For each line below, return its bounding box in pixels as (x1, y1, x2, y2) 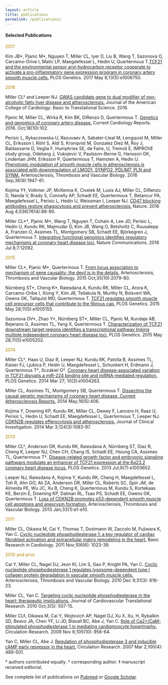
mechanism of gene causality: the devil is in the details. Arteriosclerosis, (5, 269, 154, 276)
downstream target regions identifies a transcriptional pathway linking (5, 326, 149, 332)
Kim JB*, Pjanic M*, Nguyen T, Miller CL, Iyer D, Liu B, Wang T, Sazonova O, (5, 53, 163, 59)
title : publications (5, 12, 49, 17)
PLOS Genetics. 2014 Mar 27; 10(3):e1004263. (5, 377, 101, 384)
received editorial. (5, 664, 43, 670)
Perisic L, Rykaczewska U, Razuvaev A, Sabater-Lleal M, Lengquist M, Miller (5, 134, 162, 141)
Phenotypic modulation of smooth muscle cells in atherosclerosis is (5, 161, 144, 167)
